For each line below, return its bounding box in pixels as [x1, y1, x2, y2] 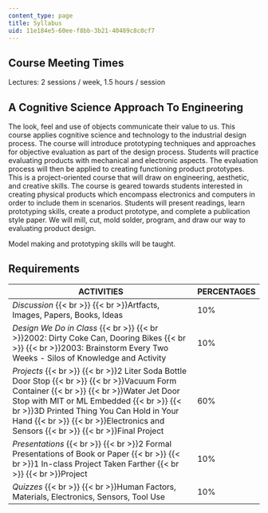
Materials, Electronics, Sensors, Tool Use [12, 491, 166, 502]
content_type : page [8, 11, 73, 20]
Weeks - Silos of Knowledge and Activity [12, 352, 167, 364]
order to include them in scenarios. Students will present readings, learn [8, 198, 246, 208]
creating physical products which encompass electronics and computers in [8, 189, 255, 199]
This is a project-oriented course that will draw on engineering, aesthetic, [8, 173, 250, 182]
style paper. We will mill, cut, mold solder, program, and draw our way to [8, 215, 246, 225]
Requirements [8, 262, 80, 276]
